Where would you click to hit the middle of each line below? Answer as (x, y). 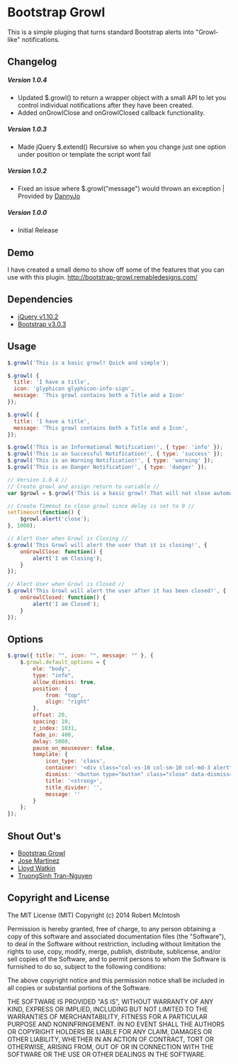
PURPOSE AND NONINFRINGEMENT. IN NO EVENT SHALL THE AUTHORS (116, 1024)
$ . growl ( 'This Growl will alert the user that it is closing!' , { (107, 545)
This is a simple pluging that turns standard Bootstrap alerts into (101, 32)
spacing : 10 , (52, 722)
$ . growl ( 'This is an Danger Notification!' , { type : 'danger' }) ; (107, 467)
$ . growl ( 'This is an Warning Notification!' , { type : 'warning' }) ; (110, 461)
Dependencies (40, 300)
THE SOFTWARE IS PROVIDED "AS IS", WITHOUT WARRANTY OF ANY (110, 1002)
